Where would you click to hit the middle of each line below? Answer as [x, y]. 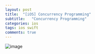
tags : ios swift [22, 28]
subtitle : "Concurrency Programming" [46, 19]
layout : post [18, 10]
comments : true [21, 32]
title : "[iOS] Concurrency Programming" [48, 14]
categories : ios [22, 23]
